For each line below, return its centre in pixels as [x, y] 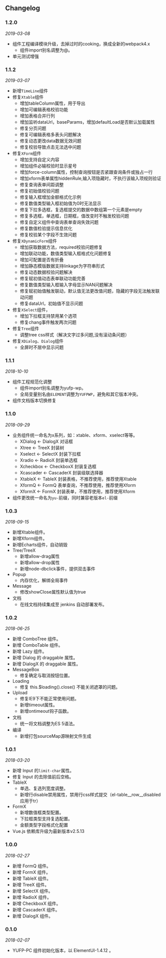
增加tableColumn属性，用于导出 [53, 103]
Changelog [23, 8]
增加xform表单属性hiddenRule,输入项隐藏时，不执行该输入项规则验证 [90, 178]
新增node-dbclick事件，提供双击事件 [58, 569]
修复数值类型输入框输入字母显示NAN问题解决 [66, 284]
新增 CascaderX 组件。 [36, 909]
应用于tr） [30, 801]
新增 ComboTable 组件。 [38, 645]
